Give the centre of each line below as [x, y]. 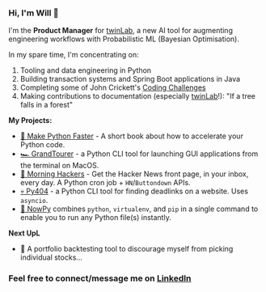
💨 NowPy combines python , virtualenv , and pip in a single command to [139, 209]
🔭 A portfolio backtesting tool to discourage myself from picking [127, 249]
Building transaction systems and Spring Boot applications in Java [130, 79]
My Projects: [30, 121]
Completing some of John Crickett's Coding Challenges [113, 87]
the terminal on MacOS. [59, 166]
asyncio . [34, 201]
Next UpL [24, 233]
